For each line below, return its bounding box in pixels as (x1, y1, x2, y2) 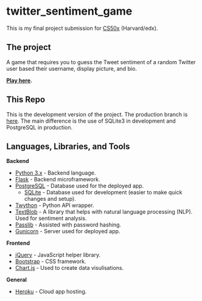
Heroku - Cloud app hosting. (15, 288, 87, 296)
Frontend (6, 239, 30, 247)
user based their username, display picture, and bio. (6, 65, 137, 72)
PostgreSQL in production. (6, 123, 73, 131)
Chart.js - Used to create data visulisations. (15, 264, 124, 272)
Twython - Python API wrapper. (15, 201, 94, 209)
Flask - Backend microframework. (15, 176, 100, 183)
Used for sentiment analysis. (15, 215, 87, 222)
